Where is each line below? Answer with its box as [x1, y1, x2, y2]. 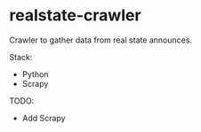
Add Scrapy [21, 113, 66, 123]
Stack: [9, 51, 33, 62]
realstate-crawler [9, 5, 141, 26]
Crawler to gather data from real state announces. [9, 35, 193, 45]
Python [21, 68, 49, 80]
